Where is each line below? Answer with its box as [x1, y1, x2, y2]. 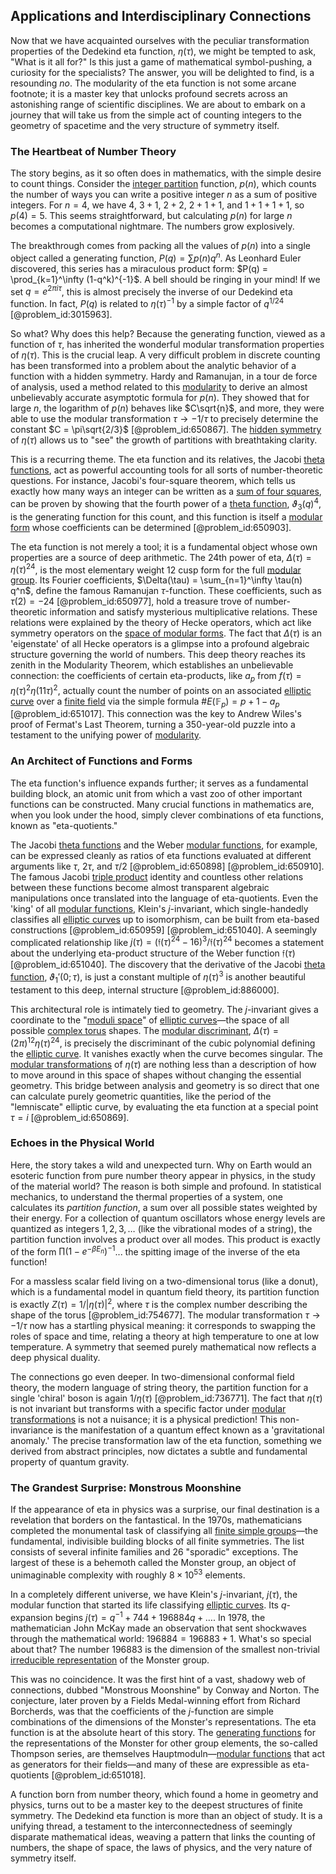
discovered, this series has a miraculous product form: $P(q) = [10, 262, 269, 274]
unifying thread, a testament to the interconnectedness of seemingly [10, 1820, 293, 1832]
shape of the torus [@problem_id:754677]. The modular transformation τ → [10, 1309, 321, 1321]
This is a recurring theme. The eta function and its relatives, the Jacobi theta [10, 454, 325, 466]
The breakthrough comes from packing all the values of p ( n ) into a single [10, 240, 311, 252]
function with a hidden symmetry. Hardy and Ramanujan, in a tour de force [10, 370, 318, 383]
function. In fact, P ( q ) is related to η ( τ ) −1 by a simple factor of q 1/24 [10, 296, 285, 310]
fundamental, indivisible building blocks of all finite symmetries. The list [10, 1535, 305, 1548]
